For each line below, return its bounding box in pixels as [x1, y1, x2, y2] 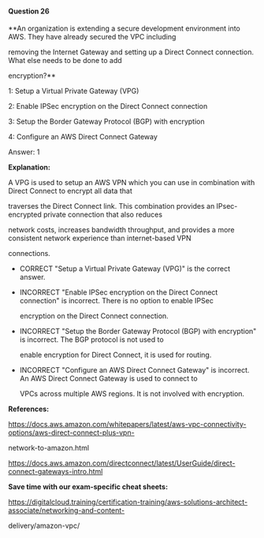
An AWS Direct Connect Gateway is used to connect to [19, 374, 199, 384]
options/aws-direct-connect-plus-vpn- [8, 428, 136, 437]
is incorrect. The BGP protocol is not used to [19, 335, 164, 344]
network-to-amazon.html [8, 443, 89, 453]
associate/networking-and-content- [8, 506, 125, 515]
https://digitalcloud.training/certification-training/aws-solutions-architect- [8, 497, 248, 507]
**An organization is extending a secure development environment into [8, 24, 240, 33]
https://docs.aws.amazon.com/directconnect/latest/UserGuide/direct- [8, 458, 236, 468]
